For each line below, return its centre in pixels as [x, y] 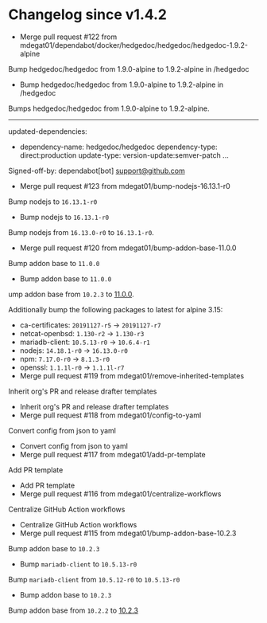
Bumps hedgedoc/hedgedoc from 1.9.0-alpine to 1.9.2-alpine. [109, 108]
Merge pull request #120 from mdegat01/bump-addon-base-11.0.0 [128, 248]
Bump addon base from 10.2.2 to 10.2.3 [74, 610]
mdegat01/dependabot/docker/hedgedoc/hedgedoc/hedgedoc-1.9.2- [134, 45]
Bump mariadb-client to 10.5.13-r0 [78, 564]
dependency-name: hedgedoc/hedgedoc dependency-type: [118, 147]
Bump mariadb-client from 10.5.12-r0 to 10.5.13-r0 [94, 579]
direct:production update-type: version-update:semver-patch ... [124, 155]
